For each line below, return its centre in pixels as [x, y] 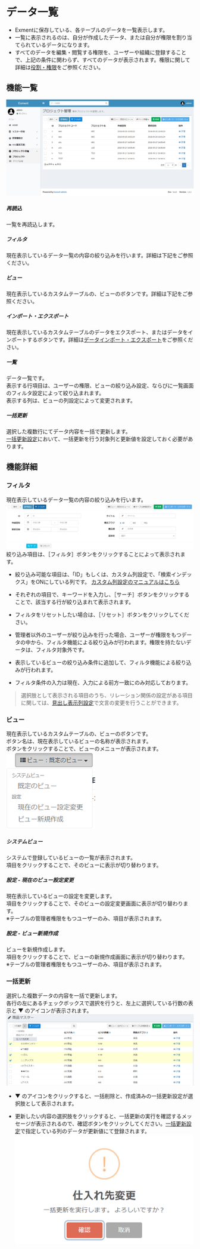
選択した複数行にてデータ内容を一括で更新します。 [68, 431]
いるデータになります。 [64, 45]
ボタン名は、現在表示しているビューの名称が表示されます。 [79, 742]
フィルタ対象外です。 [62, 650]
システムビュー [24, 842]
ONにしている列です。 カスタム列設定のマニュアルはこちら [108, 582]
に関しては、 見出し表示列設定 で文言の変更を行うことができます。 [101, 703]
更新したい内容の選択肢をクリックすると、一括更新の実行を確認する [98, 1116]
